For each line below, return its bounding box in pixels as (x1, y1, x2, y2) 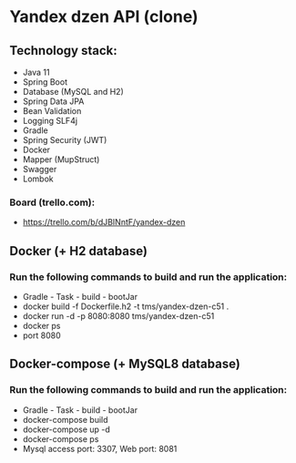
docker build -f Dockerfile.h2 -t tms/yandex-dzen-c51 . (22, 301, 230, 312)
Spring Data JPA (22, 96, 85, 107)
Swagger (22, 164, 57, 174)
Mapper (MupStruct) (22, 154, 100, 165)
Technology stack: (9, 43, 118, 58)
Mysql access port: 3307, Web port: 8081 (22, 443, 178, 454)
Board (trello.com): (9, 196, 96, 209)
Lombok (22, 173, 55, 184)
